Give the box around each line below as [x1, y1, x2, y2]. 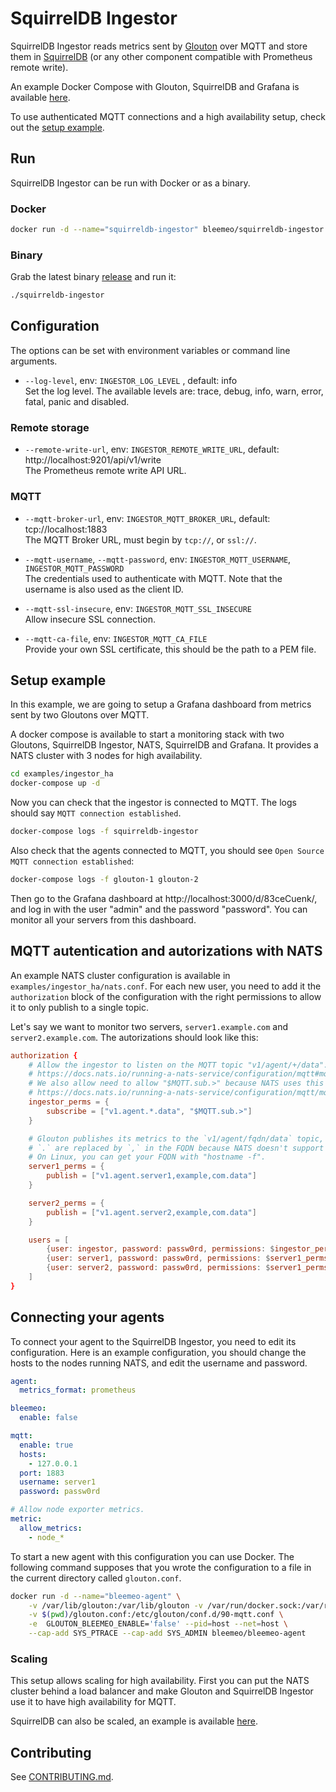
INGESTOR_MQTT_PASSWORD [24, 563, 125, 574]
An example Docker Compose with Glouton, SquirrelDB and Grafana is [10, 80, 300, 92]
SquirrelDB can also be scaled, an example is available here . [10, 1715, 259, 1727]
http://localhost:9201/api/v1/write [24, 454, 162, 466]
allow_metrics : [19, 1523, 83, 1533]
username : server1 [19, 1477, 97, 1487]
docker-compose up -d [10, 778, 101, 789]
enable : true [19, 1440, 74, 1450]
